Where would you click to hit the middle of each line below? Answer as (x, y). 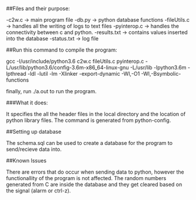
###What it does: (27, 103)
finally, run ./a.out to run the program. (51, 91)
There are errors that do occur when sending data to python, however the (95, 172)
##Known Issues (26, 160)
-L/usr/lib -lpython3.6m (158, 67)
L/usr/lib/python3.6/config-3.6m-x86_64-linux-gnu (67, 67)
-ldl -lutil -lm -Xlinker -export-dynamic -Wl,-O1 (84, 74)
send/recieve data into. (34, 149)
